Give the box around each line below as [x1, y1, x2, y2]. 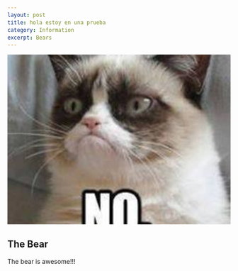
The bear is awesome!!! [7, 257, 76, 265]
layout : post [7, 11, 46, 18]
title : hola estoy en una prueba [7, 18, 106, 26]
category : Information [7, 26, 74, 33]
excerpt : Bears [7, 34, 52, 41]
